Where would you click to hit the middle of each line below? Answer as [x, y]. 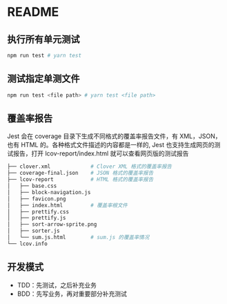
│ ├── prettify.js [37, 218]
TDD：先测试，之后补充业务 [57, 285]
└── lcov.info [28, 244]
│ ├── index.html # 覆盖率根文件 [67, 205]
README [33, 12]
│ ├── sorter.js [33, 231]
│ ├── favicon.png [37, 199]
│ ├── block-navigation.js [49, 192]
